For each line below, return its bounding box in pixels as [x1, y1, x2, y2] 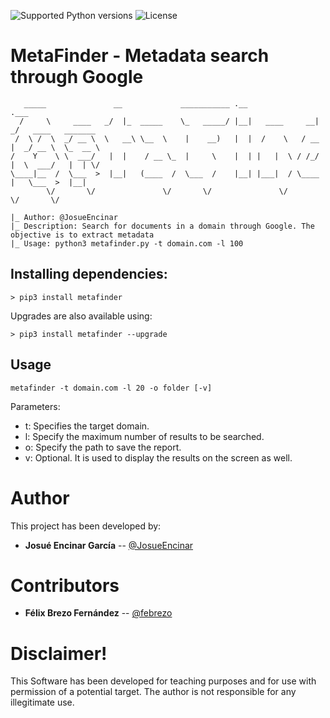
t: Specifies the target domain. [24, 420, 150, 432]
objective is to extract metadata [10, 230, 155, 240]
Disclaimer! [10, 642, 108, 665]
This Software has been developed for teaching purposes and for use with [10, 675, 317, 687]
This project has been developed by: [10, 520, 162, 532]
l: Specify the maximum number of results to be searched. [24, 430, 265, 442]
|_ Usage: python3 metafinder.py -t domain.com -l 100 [10, 238, 244, 249]
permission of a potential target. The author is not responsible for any [10, 686, 297, 698]
